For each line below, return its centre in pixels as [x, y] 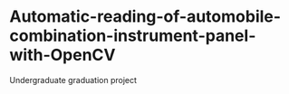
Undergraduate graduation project [73, 80]
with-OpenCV [63, 55]
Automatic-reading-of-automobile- [145, 17]
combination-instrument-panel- [133, 36]
